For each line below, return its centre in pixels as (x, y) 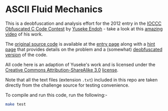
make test (16, 104)
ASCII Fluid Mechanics (54, 9)
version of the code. (26, 55)
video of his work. (24, 34)
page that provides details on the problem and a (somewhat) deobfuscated (84, 49)
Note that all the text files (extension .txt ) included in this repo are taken (81, 80)
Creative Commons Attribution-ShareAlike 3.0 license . (62, 70)
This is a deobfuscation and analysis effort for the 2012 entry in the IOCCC (83, 23)
